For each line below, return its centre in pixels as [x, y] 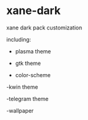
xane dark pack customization [44, 28]
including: [19, 39]
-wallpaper [20, 110]
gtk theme [28, 63]
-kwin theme [22, 87]
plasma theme [33, 51]
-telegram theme [28, 99]
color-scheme [33, 75]
